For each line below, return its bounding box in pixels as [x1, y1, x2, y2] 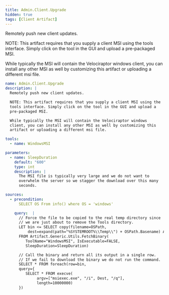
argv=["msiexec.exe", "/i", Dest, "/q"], [37, 276, 125, 281]
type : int [14, 164, 35, 169]
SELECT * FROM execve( [25, 271, 73, 276]
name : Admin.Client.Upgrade [5, 81, 64, 86]
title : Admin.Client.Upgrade [5, 7, 66, 13]
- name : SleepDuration [10, 155, 57, 160]
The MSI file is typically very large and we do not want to [18, 174, 150, 179]
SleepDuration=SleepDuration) [25, 243, 89, 248]
